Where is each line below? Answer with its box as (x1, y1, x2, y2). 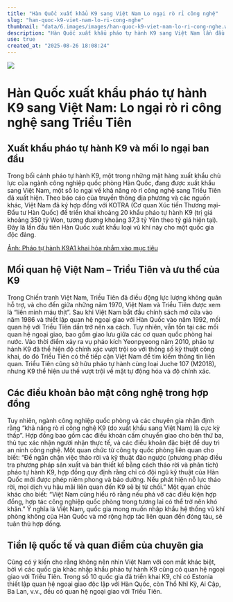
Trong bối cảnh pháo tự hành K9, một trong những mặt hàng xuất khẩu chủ (7, 171, 221, 180)
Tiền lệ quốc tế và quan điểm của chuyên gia (7, 540, 204, 551)
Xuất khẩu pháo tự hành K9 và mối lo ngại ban (7, 142, 209, 154)
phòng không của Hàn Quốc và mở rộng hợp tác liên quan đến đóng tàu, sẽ (7, 512, 223, 520)
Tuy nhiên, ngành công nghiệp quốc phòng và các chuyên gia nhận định (7, 416, 214, 424)
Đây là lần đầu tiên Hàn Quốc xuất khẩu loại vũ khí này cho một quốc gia (7, 223, 214, 231)
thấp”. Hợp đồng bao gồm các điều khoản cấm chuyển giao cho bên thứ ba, (7, 431, 224, 439)
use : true (7, 36, 36, 43)
